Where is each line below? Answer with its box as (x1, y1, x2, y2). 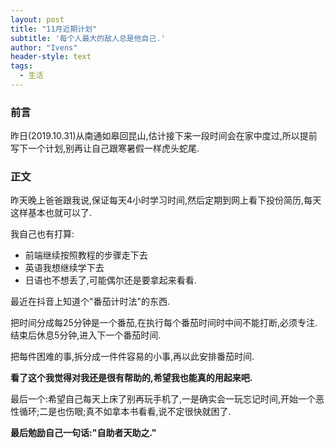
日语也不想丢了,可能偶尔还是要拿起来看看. (24, 274, 197, 286)
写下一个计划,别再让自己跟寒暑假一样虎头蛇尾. (10, 142, 200, 155)
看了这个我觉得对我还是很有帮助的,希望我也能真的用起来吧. (10, 372, 253, 384)
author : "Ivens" (10, 42, 78, 53)
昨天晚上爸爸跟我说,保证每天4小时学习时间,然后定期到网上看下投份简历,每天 (10, 194, 322, 206)
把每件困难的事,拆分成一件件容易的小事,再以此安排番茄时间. (10, 351, 255, 363)
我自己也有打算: (10, 228, 75, 240)
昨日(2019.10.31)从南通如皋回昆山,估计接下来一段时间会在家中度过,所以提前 (10, 130, 318, 142)
